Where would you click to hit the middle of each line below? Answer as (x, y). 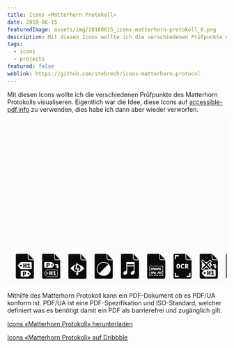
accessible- (206, 102)
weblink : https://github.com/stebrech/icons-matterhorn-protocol (104, 73)
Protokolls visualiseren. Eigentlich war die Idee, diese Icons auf (97, 102)
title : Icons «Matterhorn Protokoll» (62, 15)
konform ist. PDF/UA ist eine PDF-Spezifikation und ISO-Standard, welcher (114, 303)
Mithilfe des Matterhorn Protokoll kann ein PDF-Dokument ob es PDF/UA (111, 295)
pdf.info (18, 109)
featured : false (31, 66)
